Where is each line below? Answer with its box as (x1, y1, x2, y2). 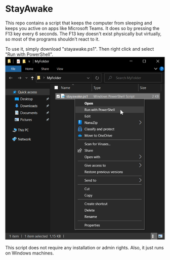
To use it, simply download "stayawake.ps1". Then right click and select (5, 46, 154, 52)
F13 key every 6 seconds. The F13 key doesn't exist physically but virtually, (5, 30, 162, 37)
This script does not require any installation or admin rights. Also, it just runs (5, 244, 164, 250)
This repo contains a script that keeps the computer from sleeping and (5, 20, 152, 26)
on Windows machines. (5, 250, 54, 256)
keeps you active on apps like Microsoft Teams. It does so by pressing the (5, 25, 160, 31)
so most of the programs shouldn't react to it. (5, 36, 100, 42)
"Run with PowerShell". (5, 51, 53, 57)
